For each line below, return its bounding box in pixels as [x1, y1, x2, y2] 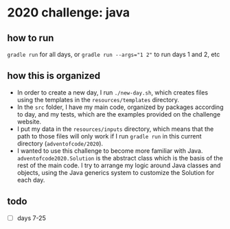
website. [16, 117, 42, 125]
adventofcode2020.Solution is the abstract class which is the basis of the [16, 154, 223, 162]
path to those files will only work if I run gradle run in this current [16, 132, 202, 140]
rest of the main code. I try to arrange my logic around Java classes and [16, 161, 221, 169]
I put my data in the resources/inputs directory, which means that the [16, 125, 214, 133]
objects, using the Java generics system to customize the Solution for [16, 168, 215, 176]
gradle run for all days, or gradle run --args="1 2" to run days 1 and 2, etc [7, 50, 220, 58]
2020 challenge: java [7, 5, 130, 21]
